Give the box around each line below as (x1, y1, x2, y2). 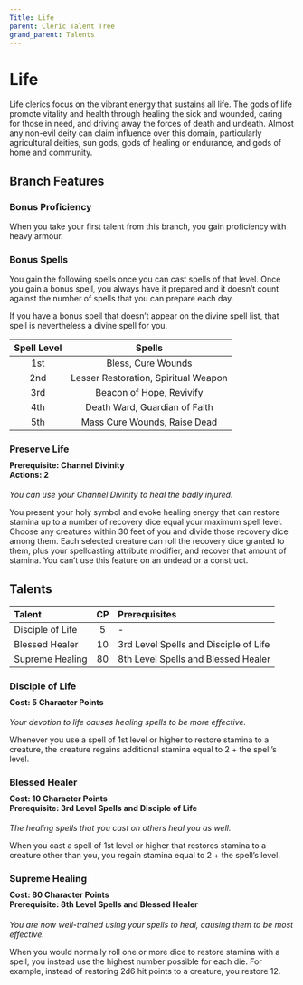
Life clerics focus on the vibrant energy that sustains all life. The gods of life (9, 99, 292, 110)
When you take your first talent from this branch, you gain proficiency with (9, 221, 287, 232)
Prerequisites (117, 608, 177, 621)
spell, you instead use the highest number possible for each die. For (9, 956, 262, 967)
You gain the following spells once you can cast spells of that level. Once (9, 273, 281, 285)
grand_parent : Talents (9, 30, 95, 39)
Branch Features (9, 173, 105, 188)
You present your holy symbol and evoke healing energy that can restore (9, 507, 280, 518)
